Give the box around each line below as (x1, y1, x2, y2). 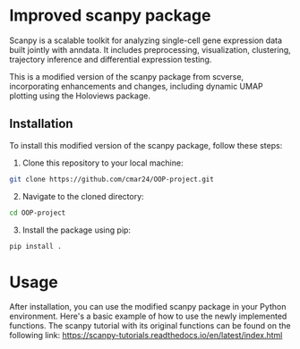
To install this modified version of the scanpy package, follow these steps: (9, 140, 283, 150)
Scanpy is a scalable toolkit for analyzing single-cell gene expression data (9, 35, 283, 46)
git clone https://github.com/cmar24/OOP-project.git (9, 174, 215, 183)
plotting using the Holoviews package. (9, 90, 150, 101)
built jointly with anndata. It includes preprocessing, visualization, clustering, (9, 44, 291, 55)
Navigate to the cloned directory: (21, 191, 145, 201)
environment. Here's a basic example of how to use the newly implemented (9, 311, 287, 322)
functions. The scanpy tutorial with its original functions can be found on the (9, 320, 291, 331)
